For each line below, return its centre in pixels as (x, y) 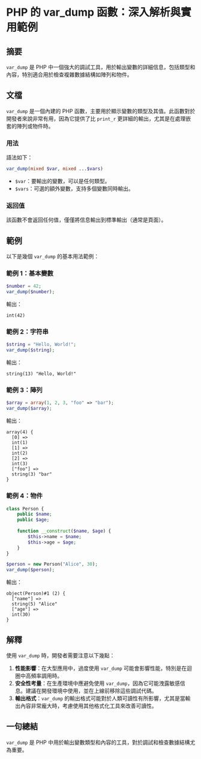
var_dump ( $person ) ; (31, 570)
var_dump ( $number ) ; (31, 292)
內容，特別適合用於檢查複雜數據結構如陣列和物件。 (69, 75)
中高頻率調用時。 (41, 675)
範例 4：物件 (25, 496)
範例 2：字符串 (28, 332)
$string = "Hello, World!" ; (41, 345)
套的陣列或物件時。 (30, 126)
